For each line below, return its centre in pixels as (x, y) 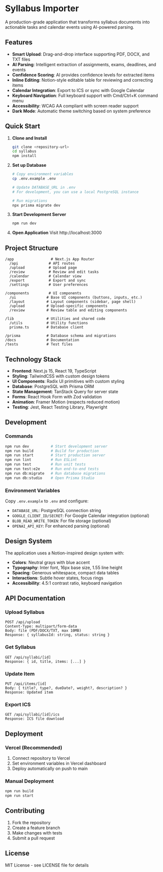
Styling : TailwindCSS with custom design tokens (61, 376)
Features (19, 43)
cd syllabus (24, 151)
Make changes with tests (37, 833)
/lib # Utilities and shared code (55, 319)
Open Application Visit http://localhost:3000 (57, 233)
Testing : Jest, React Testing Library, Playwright (60, 407)
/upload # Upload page (43, 268)
